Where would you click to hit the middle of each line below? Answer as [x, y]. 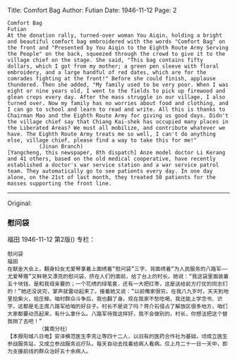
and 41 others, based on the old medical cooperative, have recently [112, 159]
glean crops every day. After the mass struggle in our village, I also [116, 97]
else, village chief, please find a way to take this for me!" [102, 140]
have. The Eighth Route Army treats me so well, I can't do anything [112, 134]
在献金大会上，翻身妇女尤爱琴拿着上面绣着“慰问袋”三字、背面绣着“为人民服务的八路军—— [117, 269]
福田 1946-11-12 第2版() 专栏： [51, 240]
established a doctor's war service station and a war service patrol [113, 165]
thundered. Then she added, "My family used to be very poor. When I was [118, 85]
